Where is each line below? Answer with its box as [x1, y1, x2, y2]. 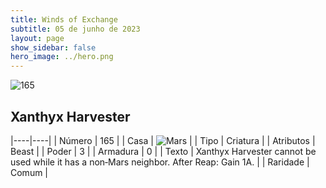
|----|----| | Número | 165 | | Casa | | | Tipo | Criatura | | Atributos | [10, 134, 316, 146]
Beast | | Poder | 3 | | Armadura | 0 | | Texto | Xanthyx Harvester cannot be [10, 145, 317, 157]
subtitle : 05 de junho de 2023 [10, 24, 141, 34]
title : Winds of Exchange [10, 14, 118, 25]
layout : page [10, 33, 65, 43]
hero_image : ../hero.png [10, 52, 114, 62]
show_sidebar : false [10, 42, 97, 53]
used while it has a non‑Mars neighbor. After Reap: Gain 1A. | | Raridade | [10, 156, 310, 168]
